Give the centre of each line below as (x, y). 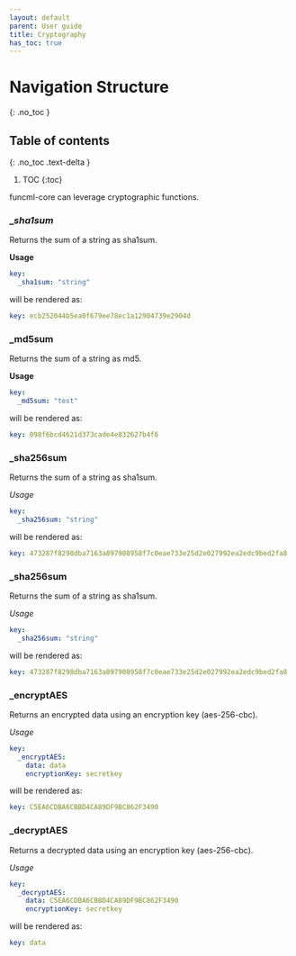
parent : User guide (46, 26)
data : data (46, 765)
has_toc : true (36, 43)
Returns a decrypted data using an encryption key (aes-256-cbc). (131, 850)
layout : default (40, 18)
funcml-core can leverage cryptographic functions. (104, 197)
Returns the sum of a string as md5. (76, 359)
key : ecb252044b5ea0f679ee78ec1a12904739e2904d (100, 316)
